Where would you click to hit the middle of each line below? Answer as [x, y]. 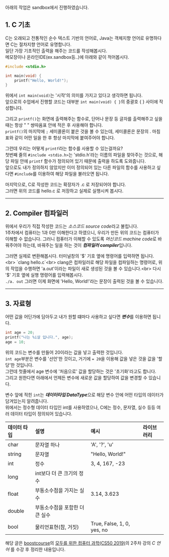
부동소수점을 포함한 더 [60, 507]
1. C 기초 [18, 25]
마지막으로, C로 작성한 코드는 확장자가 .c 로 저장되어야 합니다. [66, 185]
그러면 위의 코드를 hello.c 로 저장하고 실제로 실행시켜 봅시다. [64, 191]
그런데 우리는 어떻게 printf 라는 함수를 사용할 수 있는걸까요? [64, 149]
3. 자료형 [18, 303]
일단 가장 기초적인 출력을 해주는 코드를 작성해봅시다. [56, 51]
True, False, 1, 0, [110, 524]
